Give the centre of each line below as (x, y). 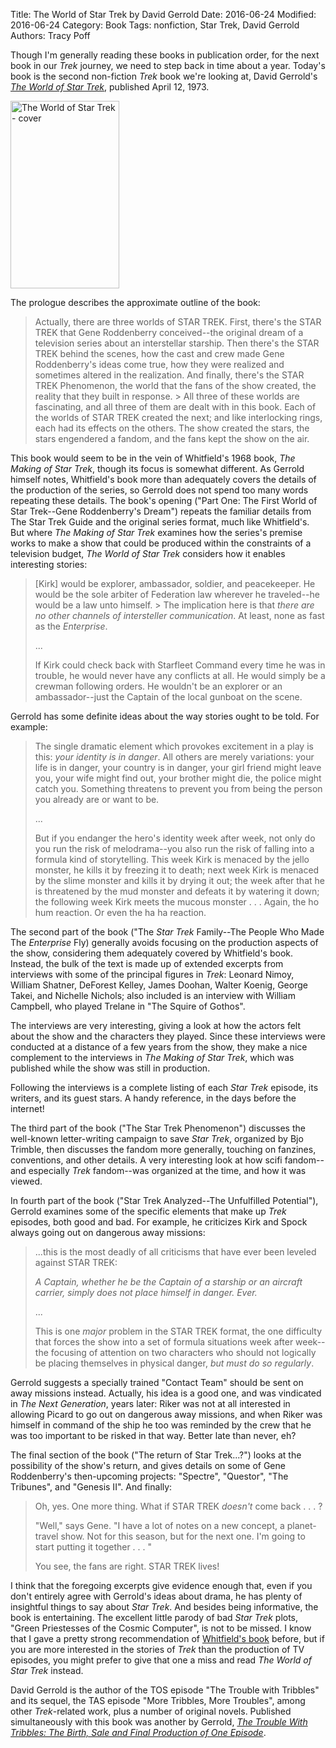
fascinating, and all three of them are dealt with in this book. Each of (175, 407)
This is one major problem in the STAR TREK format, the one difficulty (178, 1331)
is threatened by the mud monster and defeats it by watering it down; (177, 891)
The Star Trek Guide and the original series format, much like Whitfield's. (160, 522)
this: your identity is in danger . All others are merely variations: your (174, 757)
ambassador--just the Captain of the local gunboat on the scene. (168, 697)
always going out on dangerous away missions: (108, 1232)
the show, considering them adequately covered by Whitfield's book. (152, 953)
